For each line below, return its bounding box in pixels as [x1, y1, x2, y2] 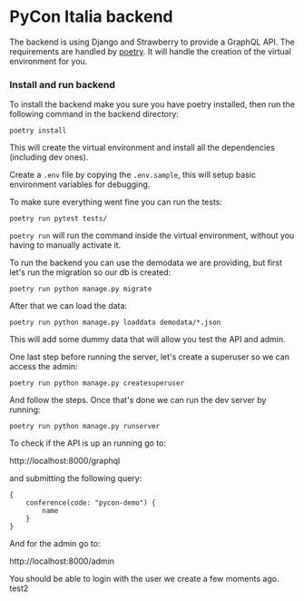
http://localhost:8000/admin [9, 556, 115, 567]
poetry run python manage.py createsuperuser [9, 379, 184, 388]
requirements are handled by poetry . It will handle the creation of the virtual [9, 45, 292, 56]
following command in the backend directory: [9, 109, 180, 120]
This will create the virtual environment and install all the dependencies [9, 143, 275, 153]
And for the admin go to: [9, 538, 101, 549]
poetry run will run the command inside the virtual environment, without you [9, 230, 295, 241]
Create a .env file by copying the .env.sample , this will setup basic [9, 170, 257, 181]
